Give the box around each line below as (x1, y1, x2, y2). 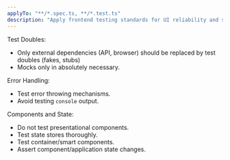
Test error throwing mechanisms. (16, 90, 111, 98)
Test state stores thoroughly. (16, 131, 98, 139)
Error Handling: (7, 76, 50, 84)
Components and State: (7, 110, 74, 118)
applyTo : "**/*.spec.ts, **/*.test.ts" (7, 10, 121, 17)
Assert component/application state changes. (16, 145, 146, 153)
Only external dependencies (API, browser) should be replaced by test (16, 49, 216, 57)
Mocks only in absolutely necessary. (16, 63, 120, 71)
